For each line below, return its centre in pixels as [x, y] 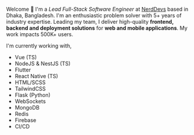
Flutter [23, 70]
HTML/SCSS [30, 82]
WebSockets [30, 101]
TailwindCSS [30, 89]
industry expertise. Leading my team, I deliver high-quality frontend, [90, 22]
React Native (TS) [36, 76]
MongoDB [27, 107]
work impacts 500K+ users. [40, 34]
